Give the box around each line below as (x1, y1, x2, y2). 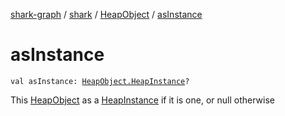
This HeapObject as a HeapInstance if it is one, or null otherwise (10, 94, 275, 106)
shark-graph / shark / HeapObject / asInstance (10, 9, 203, 20)
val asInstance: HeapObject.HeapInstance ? (10, 76, 190, 86)
